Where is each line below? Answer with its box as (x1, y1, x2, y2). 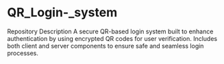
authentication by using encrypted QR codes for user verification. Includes (7, 34, 218, 42)
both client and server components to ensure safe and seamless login (7, 42, 204, 50)
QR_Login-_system (7, 5, 118, 20)
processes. (7, 49, 39, 57)
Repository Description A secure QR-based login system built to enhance (7, 27, 214, 35)
